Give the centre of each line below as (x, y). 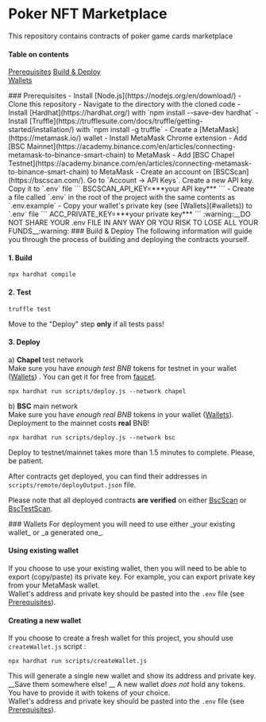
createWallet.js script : (47, 646)
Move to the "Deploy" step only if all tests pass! (86, 324)
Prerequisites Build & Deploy (55, 72)
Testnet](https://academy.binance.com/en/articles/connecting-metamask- (130, 163)
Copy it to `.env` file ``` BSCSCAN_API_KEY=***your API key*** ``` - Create (131, 189)
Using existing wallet (44, 551)
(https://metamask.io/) (45, 138)
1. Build (20, 258)
